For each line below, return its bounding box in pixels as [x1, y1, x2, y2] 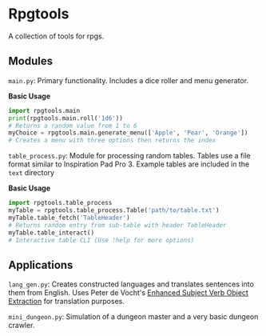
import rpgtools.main [8, 106, 81, 114]
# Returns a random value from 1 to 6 [8, 122, 137, 130]
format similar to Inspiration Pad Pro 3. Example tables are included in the [8, 159, 250, 169]
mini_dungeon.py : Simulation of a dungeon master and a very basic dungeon [8, 312, 259, 322]
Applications [8, 258, 73, 272]
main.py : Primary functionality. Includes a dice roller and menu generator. [8, 75, 249, 85]
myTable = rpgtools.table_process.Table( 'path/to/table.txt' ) [8, 206, 220, 214]
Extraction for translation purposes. [8, 297, 125, 306]
